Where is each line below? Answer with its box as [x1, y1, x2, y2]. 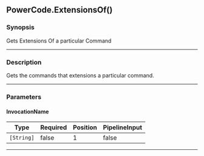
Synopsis [6, 23, 35, 32]
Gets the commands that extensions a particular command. [6, 71, 155, 79]
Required [40, 123, 67, 132]
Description [6, 58, 42, 66]
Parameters [6, 93, 41, 101]
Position [72, 123, 97, 132]
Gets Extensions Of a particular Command [6, 37, 112, 44]
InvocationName [6, 108, 49, 115]
